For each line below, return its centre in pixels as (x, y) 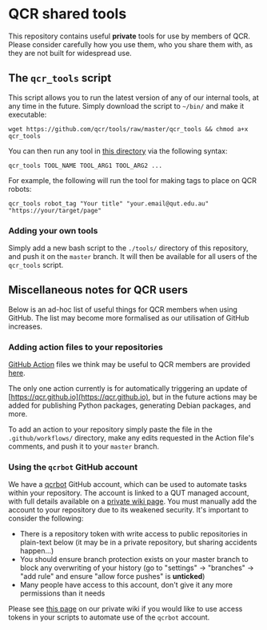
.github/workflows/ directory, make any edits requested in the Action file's (131, 438)
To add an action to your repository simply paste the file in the (111, 429)
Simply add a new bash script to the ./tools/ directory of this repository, (129, 248)
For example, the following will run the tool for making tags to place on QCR (133, 180)
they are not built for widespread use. (70, 53)
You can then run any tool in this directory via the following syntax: (118, 151)
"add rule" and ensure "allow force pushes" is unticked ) (112, 576)
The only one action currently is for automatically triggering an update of (128, 389)
